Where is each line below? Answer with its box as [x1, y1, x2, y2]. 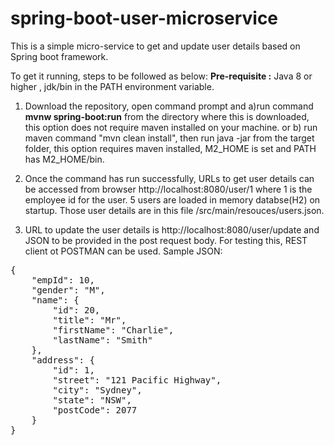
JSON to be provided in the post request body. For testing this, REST [24, 234, 308, 246]
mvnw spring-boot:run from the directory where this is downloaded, [24, 110, 310, 122]
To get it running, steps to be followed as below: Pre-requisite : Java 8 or [10, 70, 313, 82]
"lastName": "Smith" [52, 334, 153, 346]
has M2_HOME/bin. [24, 153, 105, 165]
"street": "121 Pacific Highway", [52, 374, 222, 386]
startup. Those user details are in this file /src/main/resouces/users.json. [24, 204, 325, 216]
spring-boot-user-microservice [10, 7, 279, 30]
